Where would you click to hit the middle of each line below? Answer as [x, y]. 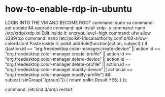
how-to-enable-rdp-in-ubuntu [68, 9]
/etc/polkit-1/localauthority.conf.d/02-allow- [103, 38]
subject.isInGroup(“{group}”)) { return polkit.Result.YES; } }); [66, 80]
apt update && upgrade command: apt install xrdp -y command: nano [75, 27]
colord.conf [17, 43]
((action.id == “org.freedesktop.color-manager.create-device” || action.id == [83, 48]
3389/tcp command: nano [32, 38]
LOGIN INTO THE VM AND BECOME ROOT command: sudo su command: [80, 23]
